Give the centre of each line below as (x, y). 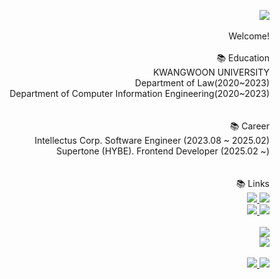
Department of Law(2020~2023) (202, 83)
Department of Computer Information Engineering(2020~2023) (139, 93)
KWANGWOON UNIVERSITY (211, 72)
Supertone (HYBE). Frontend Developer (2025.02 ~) (162, 151)
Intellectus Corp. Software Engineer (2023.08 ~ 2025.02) (152, 140)
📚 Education (243, 58)
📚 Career (249, 126)
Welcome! (249, 36)
